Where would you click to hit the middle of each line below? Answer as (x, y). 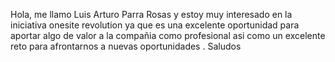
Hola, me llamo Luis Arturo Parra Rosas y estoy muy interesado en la (151, 14)
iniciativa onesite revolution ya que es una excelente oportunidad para (155, 25)
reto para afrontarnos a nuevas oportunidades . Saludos (126, 46)
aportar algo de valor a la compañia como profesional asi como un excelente (168, 35)
